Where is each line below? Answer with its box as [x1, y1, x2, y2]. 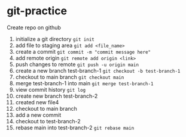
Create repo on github [7, 24, 62, 31]
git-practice [7, 4, 68, 18]
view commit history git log [15, 86, 86, 93]
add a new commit [15, 111, 62, 119]
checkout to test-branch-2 [15, 117, 81, 124]
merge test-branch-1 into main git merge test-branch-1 [15, 79, 154, 87]
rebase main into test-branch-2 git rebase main [15, 124, 135, 131]
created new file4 [15, 98, 59, 105]
